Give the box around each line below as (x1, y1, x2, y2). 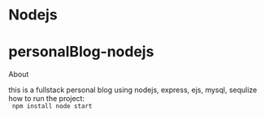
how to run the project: (8, 94, 85, 103)
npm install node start (11, 103, 93, 111)
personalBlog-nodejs (8, 43, 154, 61)
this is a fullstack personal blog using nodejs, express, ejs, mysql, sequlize (8, 85, 258, 95)
